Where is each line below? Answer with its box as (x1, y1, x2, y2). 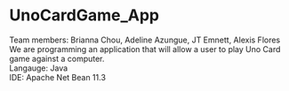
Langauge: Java (9, 63, 68, 73)
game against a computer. (9, 53, 105, 64)
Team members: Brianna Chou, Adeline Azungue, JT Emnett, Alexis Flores (9, 34, 281, 45)
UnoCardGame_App (9, 5, 160, 26)
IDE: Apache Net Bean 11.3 (9, 72, 107, 82)
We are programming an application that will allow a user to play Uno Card (9, 43, 281, 54)
